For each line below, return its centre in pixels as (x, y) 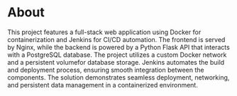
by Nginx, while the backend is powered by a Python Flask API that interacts (119, 47)
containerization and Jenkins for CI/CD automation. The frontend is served (116, 39)
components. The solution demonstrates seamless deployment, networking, (118, 77)
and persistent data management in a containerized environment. (103, 85)
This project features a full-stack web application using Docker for (104, 32)
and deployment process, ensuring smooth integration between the (106, 70)
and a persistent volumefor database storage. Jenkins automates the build (116, 62)
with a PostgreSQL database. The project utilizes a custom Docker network (117, 55)
